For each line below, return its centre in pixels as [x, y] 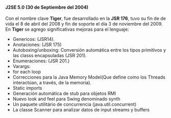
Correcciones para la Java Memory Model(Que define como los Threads [89, 77]
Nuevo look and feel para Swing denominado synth [67, 99]
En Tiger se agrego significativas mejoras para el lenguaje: [67, 29]
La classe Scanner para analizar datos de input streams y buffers [81, 110]
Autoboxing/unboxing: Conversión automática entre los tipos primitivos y [89, 50]
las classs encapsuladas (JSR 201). [50, 56]
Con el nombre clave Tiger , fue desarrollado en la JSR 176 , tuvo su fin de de [86, 18]
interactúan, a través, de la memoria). [52, 83]
